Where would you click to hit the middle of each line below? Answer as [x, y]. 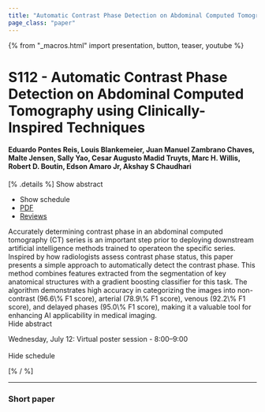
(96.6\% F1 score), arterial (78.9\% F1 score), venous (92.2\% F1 [141, 298]
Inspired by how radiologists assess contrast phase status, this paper [121, 257]
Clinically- [172, 110]
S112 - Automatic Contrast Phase [118, 77]
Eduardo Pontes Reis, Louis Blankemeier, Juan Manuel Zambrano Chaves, [131, 150]
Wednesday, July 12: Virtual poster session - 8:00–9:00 [98, 339]
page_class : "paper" [42, 23]
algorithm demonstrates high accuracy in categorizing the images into [122, 290]
